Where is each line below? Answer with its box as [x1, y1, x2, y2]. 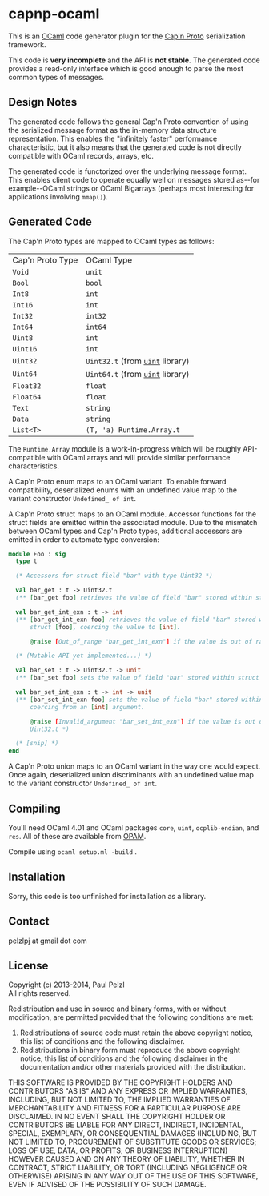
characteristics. [8, 461, 60, 471]
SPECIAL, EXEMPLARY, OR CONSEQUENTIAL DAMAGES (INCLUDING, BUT [8, 1129, 258, 1138]
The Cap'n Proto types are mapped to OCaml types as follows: [8, 236, 215, 246]
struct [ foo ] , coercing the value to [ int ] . [29, 623, 181, 631]
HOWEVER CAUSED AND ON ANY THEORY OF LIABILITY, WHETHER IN [8, 1154, 246, 1164]
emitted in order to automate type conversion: [8, 534, 160, 544]
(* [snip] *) [15, 740, 59, 748]
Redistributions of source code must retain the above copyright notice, [19, 1028, 254, 1037]
